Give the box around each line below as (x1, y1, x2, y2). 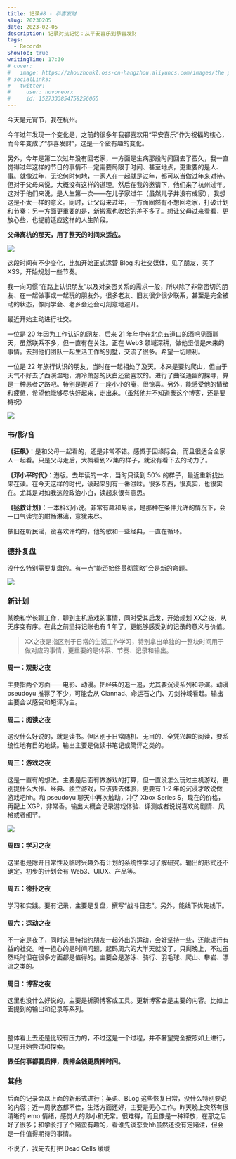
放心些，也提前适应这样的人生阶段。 (7, 216, 112, 224)
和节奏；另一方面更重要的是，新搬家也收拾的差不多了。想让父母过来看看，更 (7, 207, 229, 215)
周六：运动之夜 (7, 919, 51, 927)
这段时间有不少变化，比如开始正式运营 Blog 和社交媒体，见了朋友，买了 (7, 259, 215, 267)
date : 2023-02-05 (7, 23, 58, 30)
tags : (7, 37, 23, 44)
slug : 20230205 (7, 17, 52, 24)
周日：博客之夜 (7, 979, 51, 988)
